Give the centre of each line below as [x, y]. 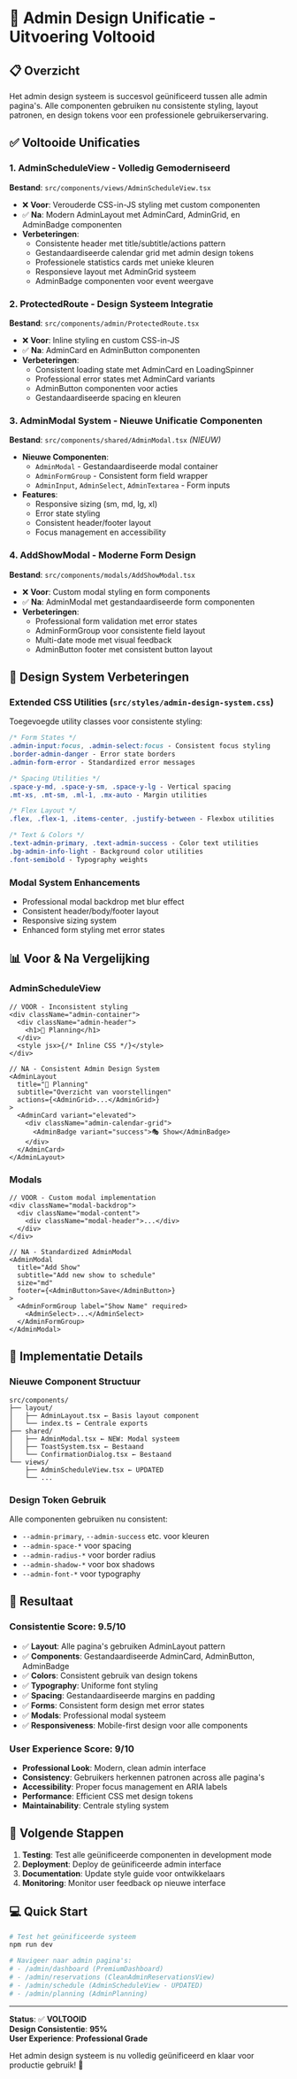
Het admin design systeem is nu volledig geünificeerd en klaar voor [132, 2055]
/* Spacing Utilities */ [55, 778]
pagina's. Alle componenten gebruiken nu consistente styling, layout [134, 106]
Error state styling [68, 513]
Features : [40, 495]
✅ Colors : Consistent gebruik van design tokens [110, 1675]
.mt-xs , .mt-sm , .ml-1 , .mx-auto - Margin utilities [108, 795]
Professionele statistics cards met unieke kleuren [125, 262]
